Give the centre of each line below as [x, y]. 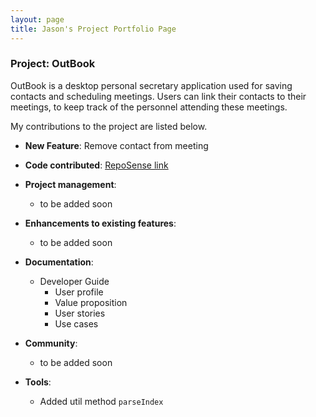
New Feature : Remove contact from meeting [116, 145]
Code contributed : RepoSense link [96, 165]
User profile [79, 292]
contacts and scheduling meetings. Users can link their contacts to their [158, 96]
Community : [51, 343]
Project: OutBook [53, 64]
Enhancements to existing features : [100, 223]
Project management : [70, 184]
